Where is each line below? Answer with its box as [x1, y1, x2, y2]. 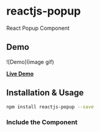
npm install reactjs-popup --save [6, 103, 95, 110]
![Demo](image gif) [6, 58, 54, 65]
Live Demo [6, 70, 34, 77]
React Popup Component [6, 24, 70, 32]
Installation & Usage [6, 88, 84, 98]
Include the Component [6, 118, 78, 127]
